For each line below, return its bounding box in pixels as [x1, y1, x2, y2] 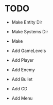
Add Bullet [11, 76, 33, 82]
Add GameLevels [11, 48, 46, 53]
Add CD [11, 85, 28, 91]
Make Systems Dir [11, 28, 48, 34]
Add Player [11, 57, 34, 63]
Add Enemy [11, 67, 35, 73]
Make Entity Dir [11, 19, 42, 25]
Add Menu [11, 95, 33, 101]
